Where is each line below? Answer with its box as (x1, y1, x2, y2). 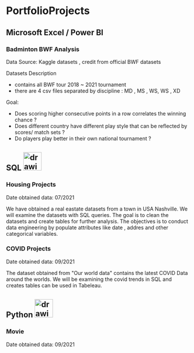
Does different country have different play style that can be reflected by (14, 122, 188, 130)
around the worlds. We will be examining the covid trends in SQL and (6, 276, 172, 283)
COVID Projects (6, 245, 51, 253)
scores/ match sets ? (14, 128, 65, 135)
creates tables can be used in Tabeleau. (6, 281, 102, 288)
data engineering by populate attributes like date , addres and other (6, 224, 168, 231)
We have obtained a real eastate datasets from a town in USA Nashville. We (6, 205, 188, 212)
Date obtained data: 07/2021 (6, 194, 75, 201)
